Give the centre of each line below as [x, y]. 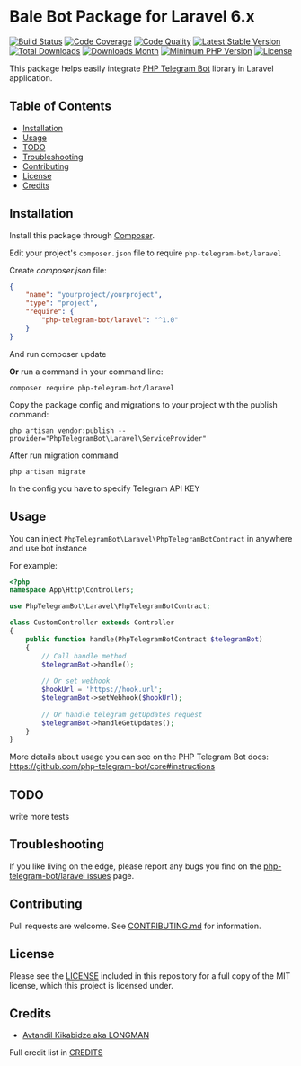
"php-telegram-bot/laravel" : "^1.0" [110, 320]
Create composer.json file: [58, 270]
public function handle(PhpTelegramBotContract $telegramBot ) [144, 639]
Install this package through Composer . [82, 235]
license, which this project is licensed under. [91, 985]
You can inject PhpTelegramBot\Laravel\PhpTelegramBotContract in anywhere [151, 538]
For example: [34, 565]
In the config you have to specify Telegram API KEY [105, 488]
